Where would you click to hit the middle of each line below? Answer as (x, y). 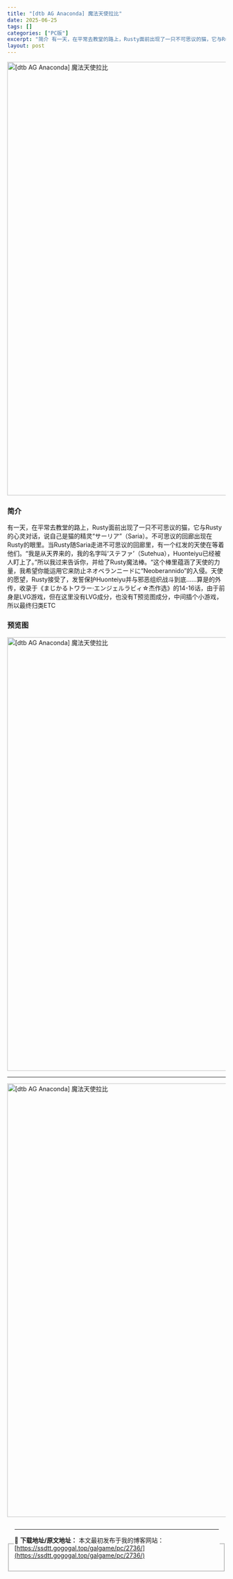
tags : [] (20, 26)
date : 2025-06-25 (32, 20)
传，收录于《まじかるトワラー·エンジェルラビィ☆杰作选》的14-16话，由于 (113, 588)
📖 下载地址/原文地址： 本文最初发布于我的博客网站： (89, 1540)
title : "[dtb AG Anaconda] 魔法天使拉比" (65, 14)
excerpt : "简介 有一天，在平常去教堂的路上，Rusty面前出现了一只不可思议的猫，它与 (115, 40)
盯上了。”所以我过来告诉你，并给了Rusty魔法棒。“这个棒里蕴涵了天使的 (113, 562)
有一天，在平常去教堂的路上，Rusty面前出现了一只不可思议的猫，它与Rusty (114, 527)
